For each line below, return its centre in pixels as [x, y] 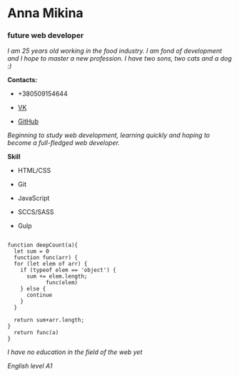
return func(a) [36, 333]
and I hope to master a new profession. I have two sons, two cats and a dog [119, 59]
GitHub [28, 121]
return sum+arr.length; [49, 320]
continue [39, 295]
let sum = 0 [32, 251]
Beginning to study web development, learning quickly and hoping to [109, 135]
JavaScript [34, 198]
